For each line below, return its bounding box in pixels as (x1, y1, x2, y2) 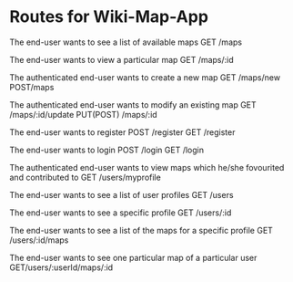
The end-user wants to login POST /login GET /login (9, 144, 205, 155)
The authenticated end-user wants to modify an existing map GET (9, 99, 257, 110)
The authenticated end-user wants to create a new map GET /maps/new (9, 71, 280, 83)
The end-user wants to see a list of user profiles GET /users (9, 189, 234, 200)
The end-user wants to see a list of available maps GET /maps (9, 37, 243, 47)
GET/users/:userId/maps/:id (9, 262, 114, 273)
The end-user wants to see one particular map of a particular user (9, 252, 258, 263)
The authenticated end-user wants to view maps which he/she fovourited (9, 162, 285, 172)
